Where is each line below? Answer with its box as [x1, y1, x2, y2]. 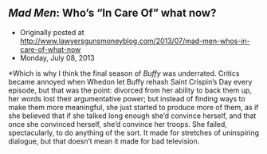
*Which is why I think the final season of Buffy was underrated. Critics [8, 68, 240, 78]
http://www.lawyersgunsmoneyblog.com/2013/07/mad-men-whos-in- [19, 36, 251, 45]
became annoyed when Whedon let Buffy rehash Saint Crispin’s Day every [8, 77, 253, 86]
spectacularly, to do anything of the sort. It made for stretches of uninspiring [8, 128, 260, 137]
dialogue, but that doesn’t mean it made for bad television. [8, 136, 200, 146]
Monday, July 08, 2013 [19, 53, 95, 62]
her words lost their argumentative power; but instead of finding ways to [8, 93, 245, 103]
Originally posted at [19, 27, 84, 37]
